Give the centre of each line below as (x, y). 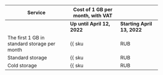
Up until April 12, (90, 24)
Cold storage (22, 66)
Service (37, 13)
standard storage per (32, 44)
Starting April (136, 24)
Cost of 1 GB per (93, 9)
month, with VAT (93, 15)
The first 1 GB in (26, 37)
